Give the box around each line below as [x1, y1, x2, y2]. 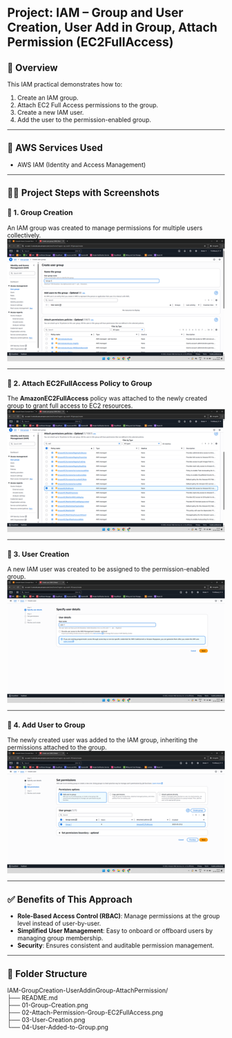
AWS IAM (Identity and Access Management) [17, 161, 146, 169]
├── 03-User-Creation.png [7, 1016, 86, 1024]
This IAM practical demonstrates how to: [7, 80, 123, 88]
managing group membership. [17, 934, 104, 943]
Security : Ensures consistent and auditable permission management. [17, 941, 215, 949]
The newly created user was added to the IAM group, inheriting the [7, 736, 198, 744]
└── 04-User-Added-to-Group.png [7, 1023, 109, 1032]
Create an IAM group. [17, 93, 79, 102]
